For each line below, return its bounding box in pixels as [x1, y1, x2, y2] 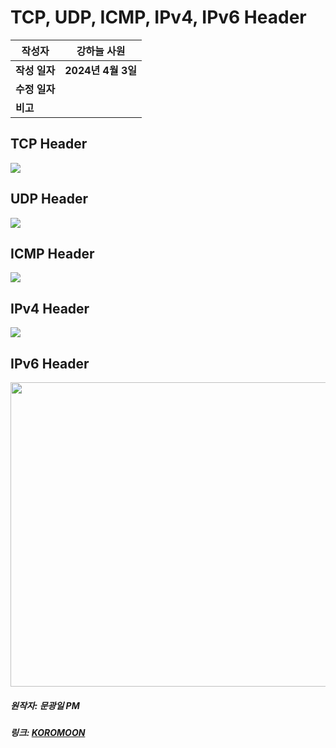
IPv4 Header [10, 300, 90, 317]
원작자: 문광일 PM [10, 699, 80, 711]
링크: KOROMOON [10, 726, 86, 738]
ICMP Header [10, 245, 95, 262]
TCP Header [10, 136, 88, 153]
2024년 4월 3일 [64, 63, 138, 77]
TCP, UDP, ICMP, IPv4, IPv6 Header [10, 6, 307, 29]
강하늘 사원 [76, 44, 126, 58]
